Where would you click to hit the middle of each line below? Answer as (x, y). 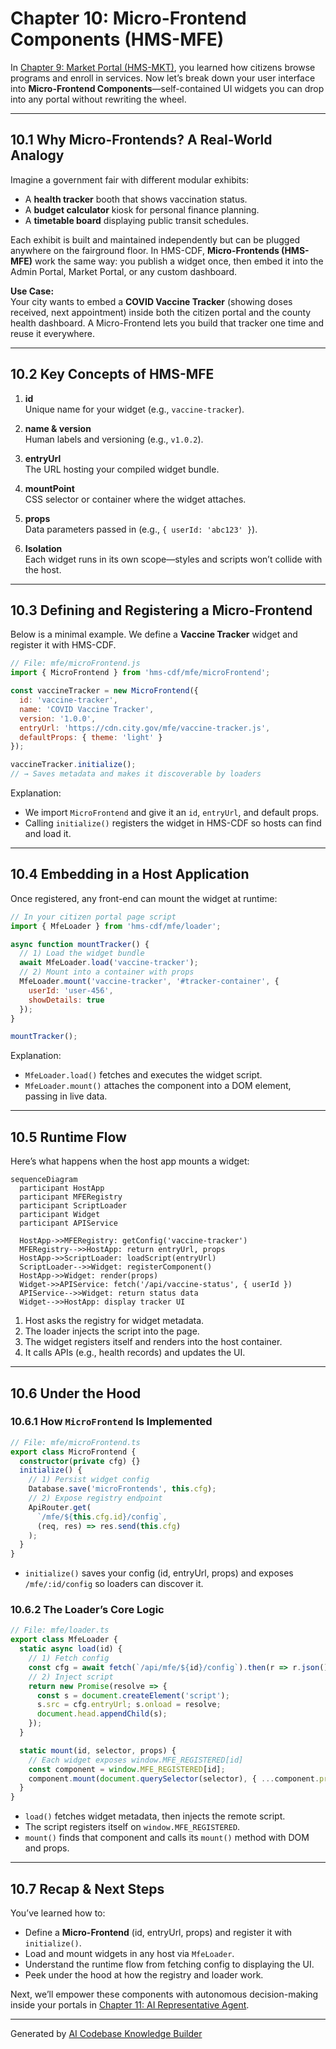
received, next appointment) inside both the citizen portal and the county (161, 312)
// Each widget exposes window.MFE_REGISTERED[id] (136, 1760)
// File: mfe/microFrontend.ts (75, 1442)
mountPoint (49, 488)
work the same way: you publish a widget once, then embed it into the (179, 261)
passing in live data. (66, 1096)
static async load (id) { (71, 1649)
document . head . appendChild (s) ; (102, 1714)
